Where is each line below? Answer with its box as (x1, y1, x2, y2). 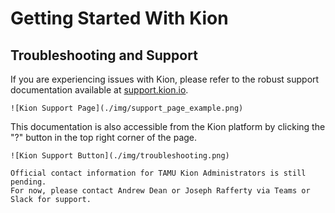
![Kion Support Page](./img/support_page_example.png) (10, 103, 244, 113)
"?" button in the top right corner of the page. (10, 132, 198, 143)
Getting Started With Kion (10, 7, 229, 30)
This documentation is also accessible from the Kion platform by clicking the (10, 121, 326, 132)
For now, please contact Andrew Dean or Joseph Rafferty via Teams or (10, 186, 311, 196)
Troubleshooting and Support (10, 47, 198, 64)
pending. (10, 177, 47, 187)
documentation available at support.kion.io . (10, 84, 189, 96)
